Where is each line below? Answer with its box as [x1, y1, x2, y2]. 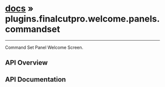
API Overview [5, 59, 48, 67]
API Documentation [5, 75, 66, 84]
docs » [5, 3, 34, 14]
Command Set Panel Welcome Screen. [5, 44, 83, 50]
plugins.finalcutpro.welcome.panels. [5, 13, 160, 24]
